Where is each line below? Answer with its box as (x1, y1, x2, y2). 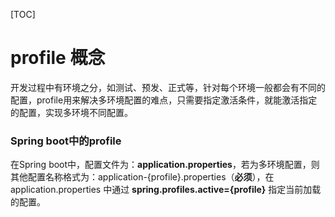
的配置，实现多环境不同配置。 (10, 106, 133, 118)
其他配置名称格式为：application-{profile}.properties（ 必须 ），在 (10, 171, 275, 183)
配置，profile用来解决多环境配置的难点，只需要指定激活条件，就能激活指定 (10, 94, 318, 106)
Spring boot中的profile (10, 134, 122, 148)
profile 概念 (10, 47, 106, 69)
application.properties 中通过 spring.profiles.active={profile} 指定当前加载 (10, 184, 322, 196)
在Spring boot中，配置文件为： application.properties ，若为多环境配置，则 (10, 159, 320, 171)
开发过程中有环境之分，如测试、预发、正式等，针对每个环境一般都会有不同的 (10, 81, 326, 93)
